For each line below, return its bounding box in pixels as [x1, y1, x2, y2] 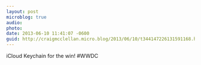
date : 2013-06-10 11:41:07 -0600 [6, 31, 90, 37]
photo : [6, 25, 23, 31]
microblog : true [6, 14, 47, 20]
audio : [6, 19, 23, 25]
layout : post [6, 8, 39, 15]
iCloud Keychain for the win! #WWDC [6, 53, 99, 59]
